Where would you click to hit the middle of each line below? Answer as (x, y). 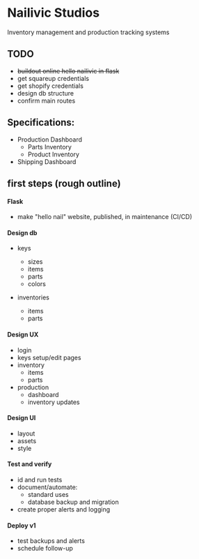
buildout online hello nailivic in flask (68, 70)
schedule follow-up (45, 549)
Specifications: (41, 122)
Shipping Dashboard (47, 161)
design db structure (46, 93)
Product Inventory (54, 154)
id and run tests (40, 479)
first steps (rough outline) (64, 183)
